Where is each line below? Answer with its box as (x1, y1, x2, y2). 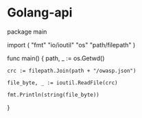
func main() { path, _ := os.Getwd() (7, 54, 105, 62)
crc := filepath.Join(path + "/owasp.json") (7, 67, 137, 74)
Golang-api (7, 5, 73, 21)
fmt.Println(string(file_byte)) (7, 91, 99, 98)
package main (7, 27, 47, 36)
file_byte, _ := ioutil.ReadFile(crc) (7, 79, 118, 86)
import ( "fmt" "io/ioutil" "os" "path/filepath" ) (7, 40, 136, 49)
